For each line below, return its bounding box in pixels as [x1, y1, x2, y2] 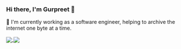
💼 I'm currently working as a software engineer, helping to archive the [6, 19, 176, 26]
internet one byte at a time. [6, 24, 72, 32]
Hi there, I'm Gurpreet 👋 [6, 5, 75, 13]
